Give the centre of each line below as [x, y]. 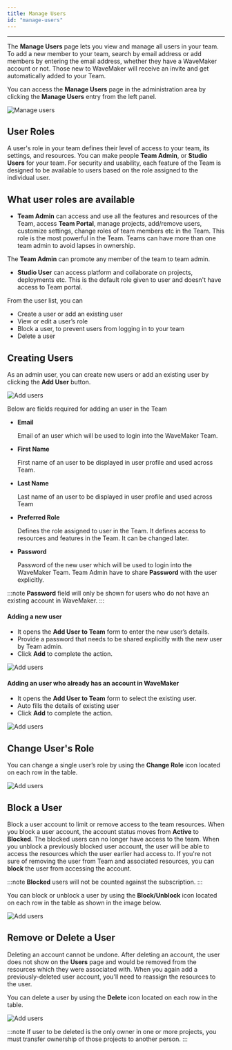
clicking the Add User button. [49, 382]
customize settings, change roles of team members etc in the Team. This [121, 231]
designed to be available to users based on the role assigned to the [103, 170]
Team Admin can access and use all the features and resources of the [117, 216]
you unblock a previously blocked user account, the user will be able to [108, 846]
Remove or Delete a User [61, 938]
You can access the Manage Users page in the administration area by [106, 89]
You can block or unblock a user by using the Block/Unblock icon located [112, 895]
